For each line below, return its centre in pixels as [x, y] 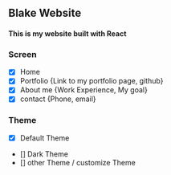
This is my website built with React [67, 33]
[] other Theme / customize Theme [78, 162]
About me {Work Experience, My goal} [84, 90]
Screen [23, 54]
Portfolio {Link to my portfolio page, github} [92, 81]
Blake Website [45, 13]
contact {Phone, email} [58, 99]
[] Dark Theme [44, 154]
